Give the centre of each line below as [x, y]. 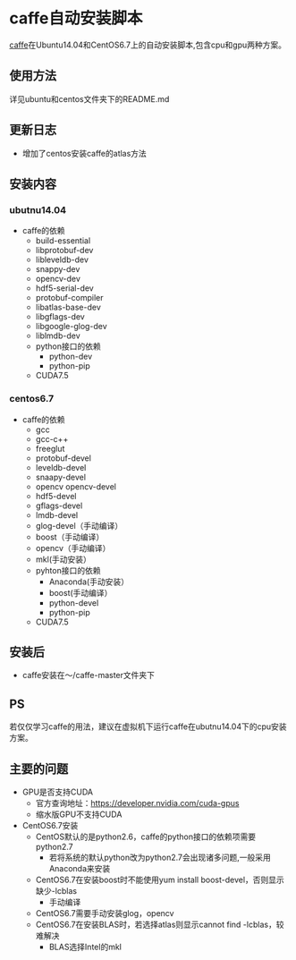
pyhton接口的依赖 [68, 570]
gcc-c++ [52, 438]
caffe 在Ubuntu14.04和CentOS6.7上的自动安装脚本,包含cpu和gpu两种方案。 [148, 45]
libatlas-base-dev [68, 307]
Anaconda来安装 [80, 868]
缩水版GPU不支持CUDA [79, 814]
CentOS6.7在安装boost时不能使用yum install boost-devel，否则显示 [160, 879]
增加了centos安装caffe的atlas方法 [85, 153]
